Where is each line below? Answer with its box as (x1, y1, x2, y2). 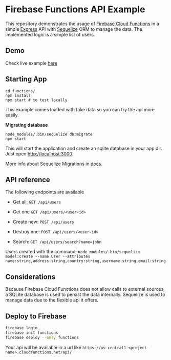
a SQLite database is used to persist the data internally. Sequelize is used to (5, 291, 165, 298)
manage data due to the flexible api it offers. (5, 297, 99, 303)
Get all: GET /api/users (12, 199, 61, 205)
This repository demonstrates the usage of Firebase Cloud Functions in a (5, 21, 159, 27)
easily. (5, 112, 19, 118)
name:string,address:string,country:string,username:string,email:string (5, 258, 166, 264)
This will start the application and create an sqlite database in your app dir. (5, 145, 162, 151)
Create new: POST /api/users (12, 219, 74, 225)
